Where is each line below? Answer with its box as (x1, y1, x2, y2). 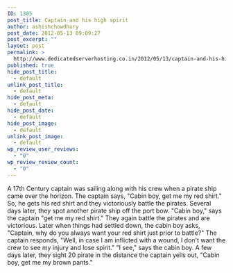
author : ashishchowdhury (7, 23, 79, 30)
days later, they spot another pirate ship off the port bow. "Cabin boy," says (7, 206, 222, 215)
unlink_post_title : (7, 81, 64, 88)
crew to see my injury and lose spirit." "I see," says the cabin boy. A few (7, 243, 212, 251)
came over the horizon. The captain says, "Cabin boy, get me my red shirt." (7, 192, 222, 200)
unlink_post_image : (7, 133, 64, 140)
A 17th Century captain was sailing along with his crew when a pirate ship (7, 184, 217, 192)
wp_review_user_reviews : (7, 146, 79, 153)
